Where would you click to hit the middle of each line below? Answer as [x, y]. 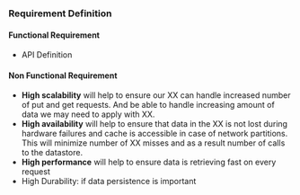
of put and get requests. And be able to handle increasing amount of [148, 105]
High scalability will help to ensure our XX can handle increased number [156, 95]
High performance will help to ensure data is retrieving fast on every [149, 162]
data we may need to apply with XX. [88, 114]
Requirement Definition [60, 13]
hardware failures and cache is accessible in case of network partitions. [154, 134]
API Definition [47, 55]
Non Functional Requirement [63, 75]
